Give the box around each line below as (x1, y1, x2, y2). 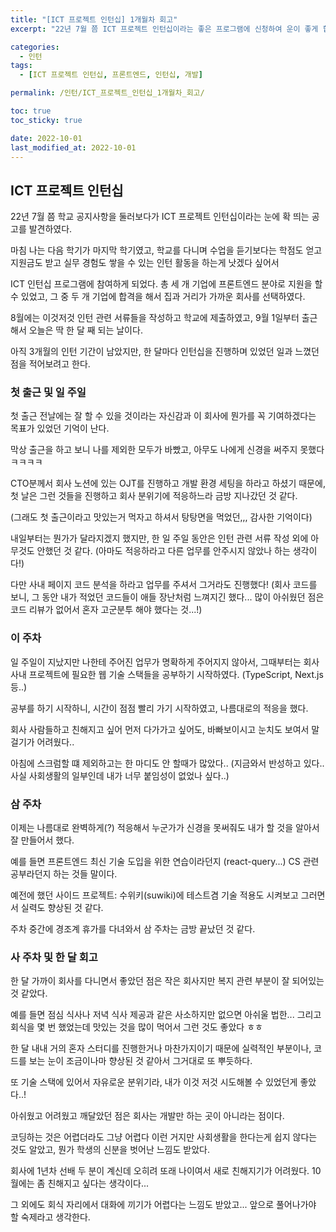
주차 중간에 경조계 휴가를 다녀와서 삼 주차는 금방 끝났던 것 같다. (10, 923, 256, 935)
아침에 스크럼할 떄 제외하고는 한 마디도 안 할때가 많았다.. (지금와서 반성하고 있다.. (10, 757, 325, 769)
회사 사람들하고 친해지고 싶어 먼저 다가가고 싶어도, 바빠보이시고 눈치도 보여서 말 (10, 723, 320, 735)
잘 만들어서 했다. (10, 834, 75, 846)
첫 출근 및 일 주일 (10, 386, 87, 400)
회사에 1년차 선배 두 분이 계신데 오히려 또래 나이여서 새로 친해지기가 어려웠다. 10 (10, 1165, 322, 1177)
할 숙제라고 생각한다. (10, 1211, 91, 1223)
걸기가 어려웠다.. (10, 736, 75, 748)
